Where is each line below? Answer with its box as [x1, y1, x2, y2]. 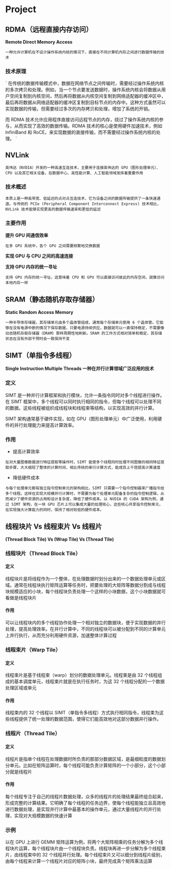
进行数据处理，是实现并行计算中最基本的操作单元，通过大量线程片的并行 [5, 806, 157, 812]
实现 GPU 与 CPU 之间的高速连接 [5, 253, 73, 259]
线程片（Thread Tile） [5, 730, 61, 737]
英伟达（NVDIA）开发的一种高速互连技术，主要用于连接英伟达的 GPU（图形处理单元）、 [5, 165, 160, 170]
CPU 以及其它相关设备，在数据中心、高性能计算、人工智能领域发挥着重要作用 [5, 170, 144, 176]
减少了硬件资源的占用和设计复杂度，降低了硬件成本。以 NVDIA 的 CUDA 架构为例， [9, 496, 160, 502]
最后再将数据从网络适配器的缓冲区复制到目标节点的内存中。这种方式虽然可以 [5, 99, 166, 105]
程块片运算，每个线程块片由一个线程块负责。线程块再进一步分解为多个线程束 [5, 846, 166, 852]
